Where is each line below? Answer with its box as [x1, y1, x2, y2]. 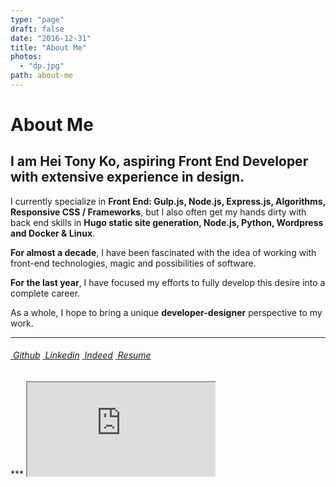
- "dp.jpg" [19, 61, 65, 71]
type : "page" [10, 14, 65, 25]
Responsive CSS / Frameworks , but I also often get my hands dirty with [10, 206, 307, 218]
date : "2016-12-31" [10, 33, 92, 43]
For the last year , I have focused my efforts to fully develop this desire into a [10, 276, 326, 288]
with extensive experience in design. [10, 169, 245, 186]
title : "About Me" [10, 42, 87, 53]
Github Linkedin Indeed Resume [12, 349, 152, 361]
